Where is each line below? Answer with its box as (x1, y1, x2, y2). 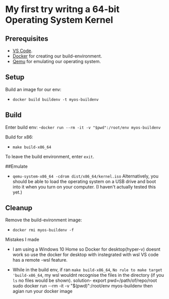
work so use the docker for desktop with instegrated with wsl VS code (12, 252, 159, 258)
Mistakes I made (5, 236, 39, 243)
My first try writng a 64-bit (5, 4, 120, 15)
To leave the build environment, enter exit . (5, 153, 94, 159)
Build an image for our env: (5, 86, 62, 92)
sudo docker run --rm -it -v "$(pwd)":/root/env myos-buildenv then (12, 283, 153, 289)
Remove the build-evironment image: (5, 217, 82, 223)
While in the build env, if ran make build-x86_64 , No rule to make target (12, 267, 162, 273)
